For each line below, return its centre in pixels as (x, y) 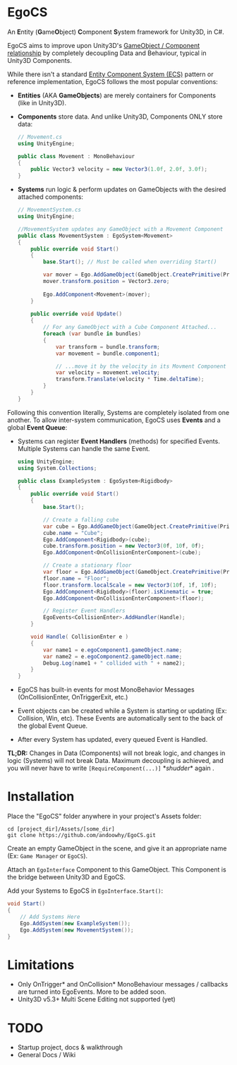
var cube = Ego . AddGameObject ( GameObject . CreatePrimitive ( (132, 527)
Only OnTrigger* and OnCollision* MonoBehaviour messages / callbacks (123, 985)
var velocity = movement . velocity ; (108, 373)
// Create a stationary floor (87, 565)
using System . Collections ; (57, 468)
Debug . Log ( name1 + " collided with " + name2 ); (114, 663)
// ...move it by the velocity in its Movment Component (141, 366)
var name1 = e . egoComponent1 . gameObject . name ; (113, 650)
